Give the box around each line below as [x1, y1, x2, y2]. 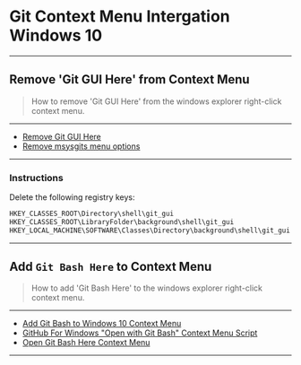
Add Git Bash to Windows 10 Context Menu [21, 318, 182, 329]
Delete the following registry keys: [9, 192, 136, 203]
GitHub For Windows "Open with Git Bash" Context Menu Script [21, 327, 258, 338]
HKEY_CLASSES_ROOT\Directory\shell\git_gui [9, 209, 175, 219]
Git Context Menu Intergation [9, 6, 230, 27]
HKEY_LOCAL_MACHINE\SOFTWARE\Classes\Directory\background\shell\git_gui [9, 226, 291, 235]
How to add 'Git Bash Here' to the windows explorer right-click [30, 282, 262, 293]
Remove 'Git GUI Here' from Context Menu [9, 72, 250, 87]
